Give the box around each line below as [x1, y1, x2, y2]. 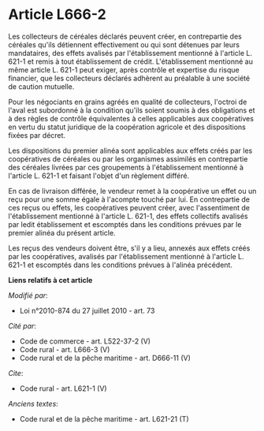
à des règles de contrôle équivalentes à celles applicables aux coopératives [8, 113, 255, 123]
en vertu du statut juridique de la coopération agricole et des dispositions [8, 122, 246, 132]
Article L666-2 [8, 6, 106, 24]
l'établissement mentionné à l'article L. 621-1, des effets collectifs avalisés [8, 211, 248, 221]
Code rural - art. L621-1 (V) [19, 384, 108, 393]
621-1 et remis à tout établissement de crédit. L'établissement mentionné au [8, 57, 254, 66]
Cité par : [8, 321, 37, 330]
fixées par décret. [8, 130, 65, 139]
